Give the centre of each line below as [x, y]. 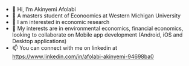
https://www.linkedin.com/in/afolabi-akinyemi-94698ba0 [83, 56]
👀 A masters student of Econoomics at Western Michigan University [96, 16]
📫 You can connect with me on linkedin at [65, 48]
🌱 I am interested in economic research [61, 22]
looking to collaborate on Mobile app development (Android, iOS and [97, 35]
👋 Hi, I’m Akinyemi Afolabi [44, 9]
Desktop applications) [39, 41]
